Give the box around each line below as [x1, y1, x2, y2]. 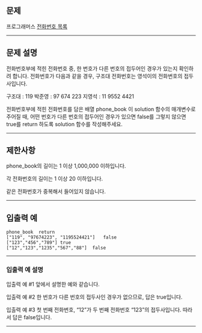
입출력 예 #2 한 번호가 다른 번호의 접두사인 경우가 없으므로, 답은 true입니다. [6, 293, 183, 301]
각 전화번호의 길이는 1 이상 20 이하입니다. [6, 175, 103, 182]
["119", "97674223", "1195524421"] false [6, 234, 117, 240]
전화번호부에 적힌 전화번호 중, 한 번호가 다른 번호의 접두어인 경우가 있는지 [6, 65, 178, 72]
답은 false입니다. [12, 313, 52, 320]
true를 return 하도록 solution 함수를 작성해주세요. [6, 120, 123, 127]
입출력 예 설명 [6, 266, 44, 274]
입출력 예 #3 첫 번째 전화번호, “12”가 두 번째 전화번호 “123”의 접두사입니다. [6, 306, 182, 313]
